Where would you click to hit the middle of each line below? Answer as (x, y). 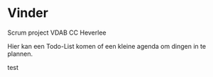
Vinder (28, 13)
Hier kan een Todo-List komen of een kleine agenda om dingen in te (107, 46)
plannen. (20, 54)
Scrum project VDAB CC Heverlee (57, 32)
